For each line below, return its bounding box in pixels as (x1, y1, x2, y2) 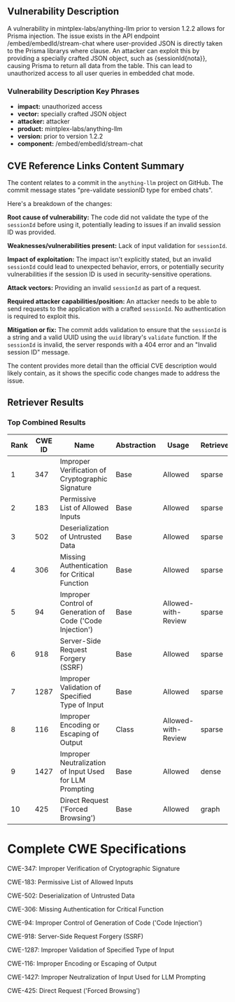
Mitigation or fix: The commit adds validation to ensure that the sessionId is (7, 325, 227, 334)
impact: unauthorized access (17, 102, 103, 111)
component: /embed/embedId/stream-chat (17, 139, 143, 148)
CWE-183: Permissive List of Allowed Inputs (7, 877, 134, 886)
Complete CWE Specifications (7, 841, 187, 857)
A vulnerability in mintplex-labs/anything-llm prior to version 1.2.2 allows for (7, 24, 225, 32)
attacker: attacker (17, 117, 70, 125)
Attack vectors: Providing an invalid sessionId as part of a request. (7, 283, 201, 291)
